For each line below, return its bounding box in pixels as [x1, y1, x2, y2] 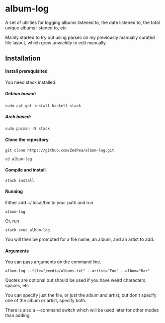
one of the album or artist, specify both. [5, 298, 86, 304]
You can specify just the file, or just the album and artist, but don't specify [5, 292, 157, 298]
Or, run [5, 218, 19, 224]
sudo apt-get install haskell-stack [5, 103, 81, 108]
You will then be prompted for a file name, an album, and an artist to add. [5, 236, 155, 242]
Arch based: [5, 114, 31, 120]
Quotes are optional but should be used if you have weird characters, [5, 277, 147, 283]
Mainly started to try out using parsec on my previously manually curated [5, 34, 155, 40]
